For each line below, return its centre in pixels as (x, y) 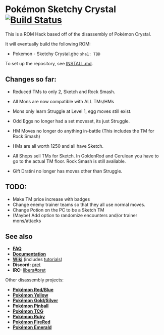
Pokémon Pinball (31, 306)
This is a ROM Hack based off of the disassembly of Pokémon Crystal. (78, 34)
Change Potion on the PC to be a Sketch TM (58, 210)
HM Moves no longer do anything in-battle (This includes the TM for (84, 131)
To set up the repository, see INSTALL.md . (49, 63)
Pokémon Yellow (30, 295)
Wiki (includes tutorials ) (37, 260)
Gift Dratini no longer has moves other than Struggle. (67, 171)
